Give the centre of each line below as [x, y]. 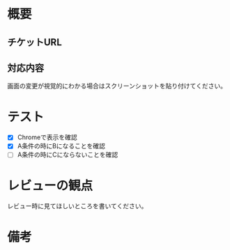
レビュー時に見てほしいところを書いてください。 [77, 206]
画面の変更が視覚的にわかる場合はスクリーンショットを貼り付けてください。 [117, 86]
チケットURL [35, 42]
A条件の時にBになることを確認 [61, 146]
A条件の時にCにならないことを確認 [68, 155]
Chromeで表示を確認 [47, 137]
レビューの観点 [50, 186]
